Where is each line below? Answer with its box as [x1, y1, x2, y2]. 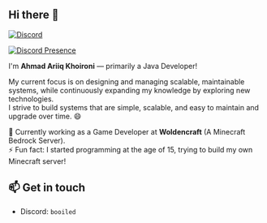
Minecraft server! [8, 156, 67, 166]
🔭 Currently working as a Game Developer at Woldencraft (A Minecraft [8, 127, 246, 136]
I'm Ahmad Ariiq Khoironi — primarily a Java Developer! [8, 61, 197, 71]
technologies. [8, 94, 54, 104]
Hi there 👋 [8, 8, 59, 22]
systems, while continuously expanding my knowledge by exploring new [8, 85, 251, 95]
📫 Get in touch [8, 181, 86, 195]
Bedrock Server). [8, 135, 66, 145]
